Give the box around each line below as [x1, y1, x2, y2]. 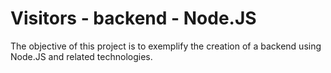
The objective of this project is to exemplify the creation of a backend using [10, 40, 322, 52]
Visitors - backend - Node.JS [10, 7, 257, 30]
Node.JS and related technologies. [10, 50, 153, 62]
